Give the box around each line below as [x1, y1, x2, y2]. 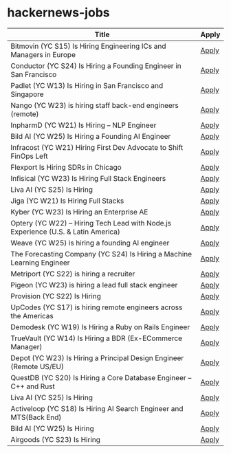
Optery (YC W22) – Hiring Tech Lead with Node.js [10, 218, 172, 228]
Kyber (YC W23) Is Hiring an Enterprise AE [10, 207, 148, 217]
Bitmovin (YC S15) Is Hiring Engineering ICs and [10, 41, 166, 51]
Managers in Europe [10, 49, 76, 59]
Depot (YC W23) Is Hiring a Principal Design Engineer [10, 353, 184, 362]
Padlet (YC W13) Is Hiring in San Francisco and [10, 80, 164, 90]
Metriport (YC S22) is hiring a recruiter [10, 269, 135, 278]
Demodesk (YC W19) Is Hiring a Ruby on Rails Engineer [10, 322, 190, 331]
